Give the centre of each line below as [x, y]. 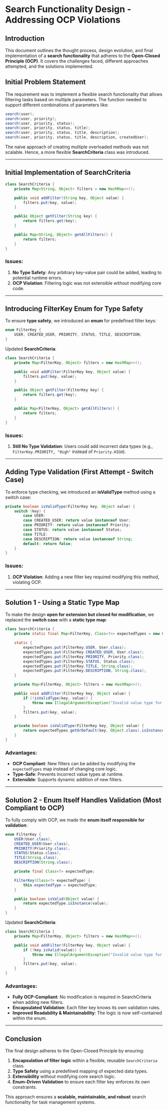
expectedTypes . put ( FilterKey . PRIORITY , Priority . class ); [83, 657]
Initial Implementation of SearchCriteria [68, 173]
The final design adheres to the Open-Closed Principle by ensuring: [75, 1051]
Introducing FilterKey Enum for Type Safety [74, 309]
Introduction [25, 38]
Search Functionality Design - [68, 9]
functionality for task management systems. [50, 1102]
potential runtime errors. [37, 278]
